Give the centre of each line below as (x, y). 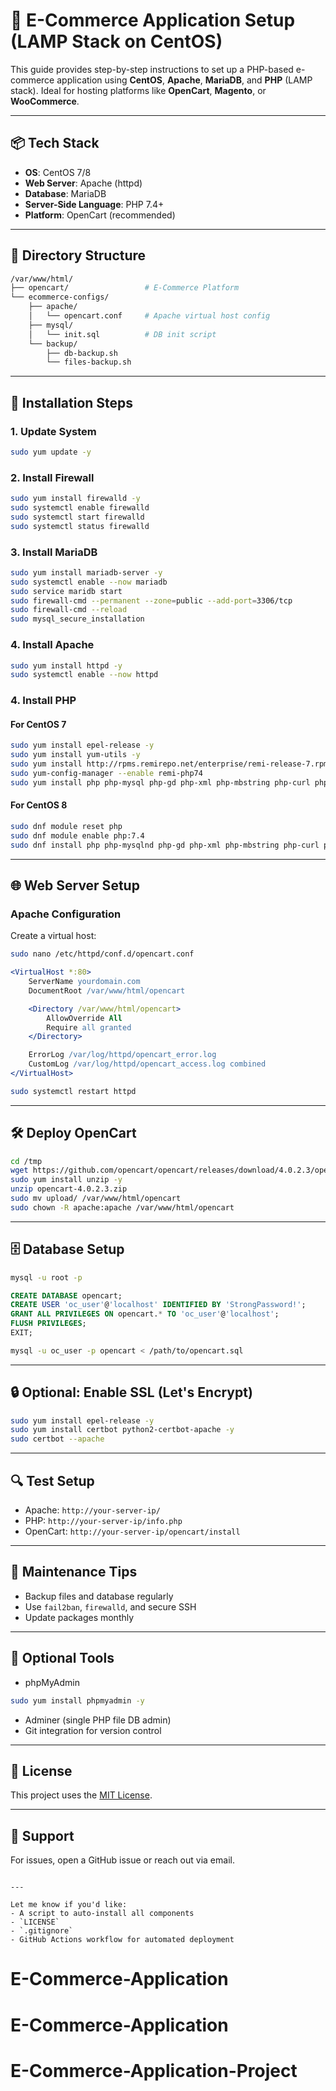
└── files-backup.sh (89, 362)
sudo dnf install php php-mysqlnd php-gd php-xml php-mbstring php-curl (165, 845)
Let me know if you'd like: (69, 1905)
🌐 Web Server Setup (75, 885)
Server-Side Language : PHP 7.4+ (94, 204)
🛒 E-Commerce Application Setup (153, 20)
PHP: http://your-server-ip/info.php (103, 1521)
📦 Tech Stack (55, 143)
